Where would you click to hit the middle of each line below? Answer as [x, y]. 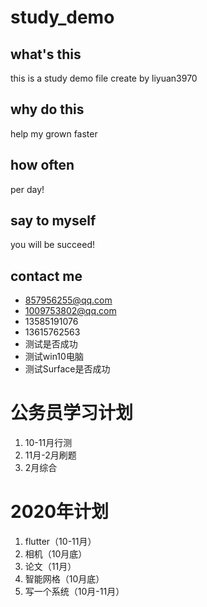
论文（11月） [50, 567]
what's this [46, 54]
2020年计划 [60, 512]
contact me [46, 276]
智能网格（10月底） [64, 579]
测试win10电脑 [54, 357]
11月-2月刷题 [50, 455]
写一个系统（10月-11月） [74, 592]
